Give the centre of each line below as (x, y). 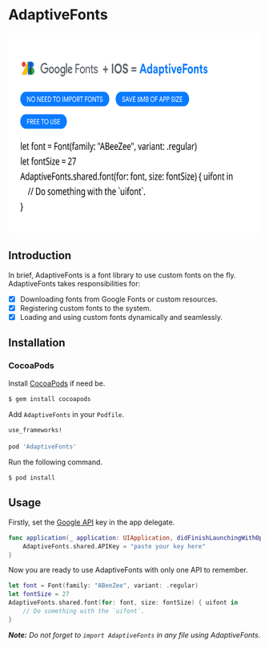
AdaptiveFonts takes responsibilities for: (74, 283)
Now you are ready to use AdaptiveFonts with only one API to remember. (128, 570)
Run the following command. (55, 462)
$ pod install (32, 478)
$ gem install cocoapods (50, 399)
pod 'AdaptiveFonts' (43, 447)
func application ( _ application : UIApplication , (91, 538)
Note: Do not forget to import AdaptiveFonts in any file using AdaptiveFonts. (134, 634)
